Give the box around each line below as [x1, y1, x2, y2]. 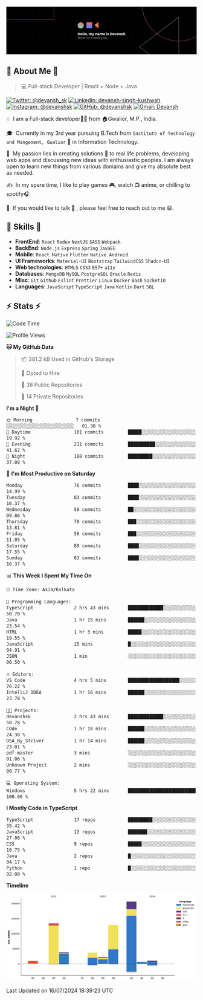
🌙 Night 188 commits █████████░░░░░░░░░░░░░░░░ [6, 453, 196, 459]
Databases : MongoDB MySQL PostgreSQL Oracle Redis [14, 270, 141, 277]
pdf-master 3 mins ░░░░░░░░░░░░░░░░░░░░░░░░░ [6, 750, 196, 756]
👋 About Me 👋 [6, 66, 59, 76]
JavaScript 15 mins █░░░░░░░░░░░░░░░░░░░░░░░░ [6, 641, 196, 648]
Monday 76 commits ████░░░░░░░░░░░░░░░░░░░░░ [6, 482, 196, 489]
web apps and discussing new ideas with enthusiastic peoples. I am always [6, 156, 194, 163]
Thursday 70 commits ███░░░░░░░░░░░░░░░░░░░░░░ [6, 519, 196, 525]
